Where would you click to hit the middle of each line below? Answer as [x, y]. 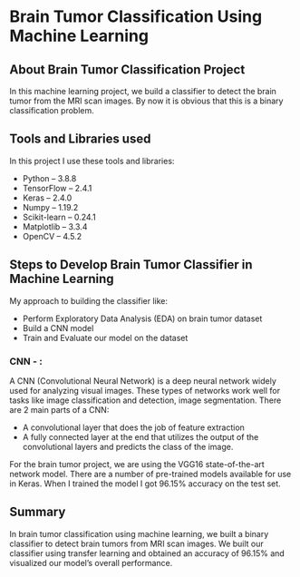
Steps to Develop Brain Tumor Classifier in [131, 265]
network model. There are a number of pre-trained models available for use [150, 474]
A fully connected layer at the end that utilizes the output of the [140, 436]
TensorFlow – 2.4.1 [57, 188]
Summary [38, 512]
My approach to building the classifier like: [89, 300]
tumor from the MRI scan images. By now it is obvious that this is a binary [146, 101]
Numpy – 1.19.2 [50, 207]
